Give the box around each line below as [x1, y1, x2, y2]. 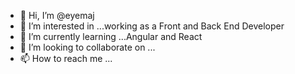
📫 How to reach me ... [19, 53, 113, 64]
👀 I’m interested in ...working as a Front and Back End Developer [19, 20, 285, 32]
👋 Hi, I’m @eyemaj [19, 10, 95, 21]
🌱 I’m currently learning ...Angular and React [19, 31, 203, 42]
